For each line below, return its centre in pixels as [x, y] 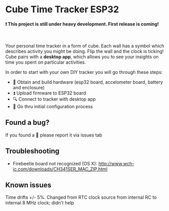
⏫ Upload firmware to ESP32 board [49, 93]
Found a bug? [27, 122]
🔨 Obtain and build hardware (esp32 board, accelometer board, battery [88, 82]
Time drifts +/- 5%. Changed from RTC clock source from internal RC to [81, 197]
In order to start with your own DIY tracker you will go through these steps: [84, 72]
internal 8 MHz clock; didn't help [40, 203]
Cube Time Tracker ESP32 [62, 9]
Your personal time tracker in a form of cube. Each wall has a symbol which [85, 46]
